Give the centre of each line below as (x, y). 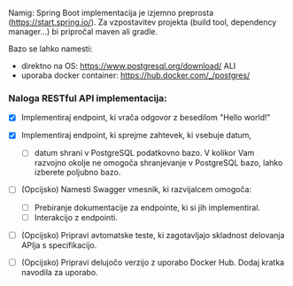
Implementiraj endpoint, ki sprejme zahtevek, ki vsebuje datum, (136, 135)
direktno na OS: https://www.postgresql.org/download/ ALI (128, 66)
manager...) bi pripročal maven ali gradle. (83, 31)
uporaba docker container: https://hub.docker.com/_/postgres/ (135, 75)
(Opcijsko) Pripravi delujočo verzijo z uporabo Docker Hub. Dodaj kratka (153, 262)
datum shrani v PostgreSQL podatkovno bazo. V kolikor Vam (144, 153)
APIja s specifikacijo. (59, 245)
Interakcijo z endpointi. (76, 217)
